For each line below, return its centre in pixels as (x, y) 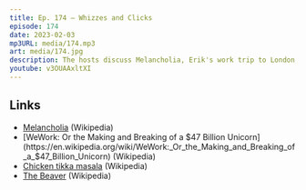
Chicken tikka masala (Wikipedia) (85, 165)
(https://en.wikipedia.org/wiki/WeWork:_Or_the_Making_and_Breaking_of (159, 146)
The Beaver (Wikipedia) (67, 175)
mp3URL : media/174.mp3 (52, 43)
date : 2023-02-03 (42, 35)
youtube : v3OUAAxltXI (51, 69)
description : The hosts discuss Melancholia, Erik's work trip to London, (154, 60)
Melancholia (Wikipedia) (68, 127)
